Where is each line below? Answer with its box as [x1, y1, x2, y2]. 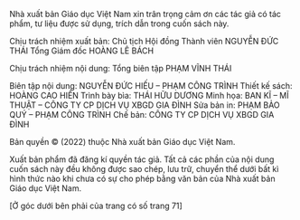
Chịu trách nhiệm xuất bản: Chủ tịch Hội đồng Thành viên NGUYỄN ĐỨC [9, 36, 279, 46]
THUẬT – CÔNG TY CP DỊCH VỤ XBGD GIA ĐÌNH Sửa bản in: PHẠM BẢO [9, 100, 280, 110]
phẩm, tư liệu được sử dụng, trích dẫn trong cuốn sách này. [9, 18, 230, 29]
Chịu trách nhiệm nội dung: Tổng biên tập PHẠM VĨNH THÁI [9, 63, 232, 73]
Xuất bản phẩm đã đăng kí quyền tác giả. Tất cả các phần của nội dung [9, 154, 275, 165]
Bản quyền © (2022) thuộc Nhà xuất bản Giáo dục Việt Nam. [9, 137, 236, 147]
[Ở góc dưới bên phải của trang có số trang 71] [9, 200, 183, 211]
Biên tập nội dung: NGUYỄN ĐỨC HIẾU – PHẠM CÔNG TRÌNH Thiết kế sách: [9, 81, 293, 91]
